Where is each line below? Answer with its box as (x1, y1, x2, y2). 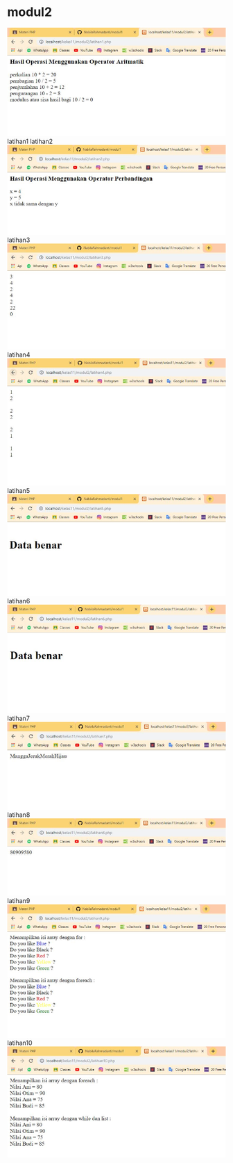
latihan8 (7, 811, 31, 819)
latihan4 (7, 350, 31, 359)
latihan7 (7, 714, 30, 723)
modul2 (7, 4, 53, 20)
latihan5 (7, 487, 30, 495)
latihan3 (7, 236, 31, 244)
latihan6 (7, 596, 31, 605)
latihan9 (7, 897, 31, 905)
